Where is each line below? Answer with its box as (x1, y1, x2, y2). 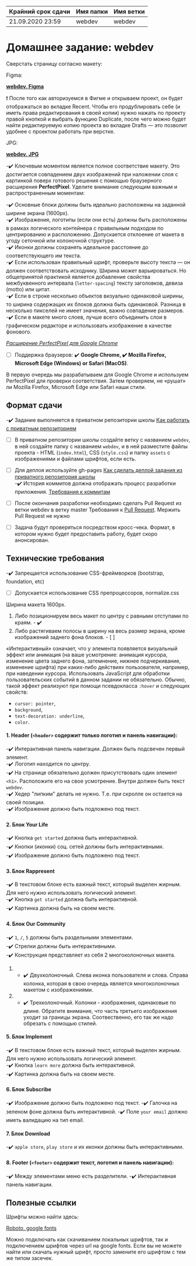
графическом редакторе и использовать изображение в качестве (6, 322, 172, 329)
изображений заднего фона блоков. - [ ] (14, 633, 115, 640)
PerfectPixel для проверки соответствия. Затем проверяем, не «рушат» (6, 377, 186, 384)
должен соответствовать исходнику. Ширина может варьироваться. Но (6, 267, 187, 274)
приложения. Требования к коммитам (14, 488, 111, 495)
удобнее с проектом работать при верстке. (6, 128, 115, 135)
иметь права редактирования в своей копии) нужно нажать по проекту (6, 109, 186, 116)
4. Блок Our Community (6, 920, 66, 927)
